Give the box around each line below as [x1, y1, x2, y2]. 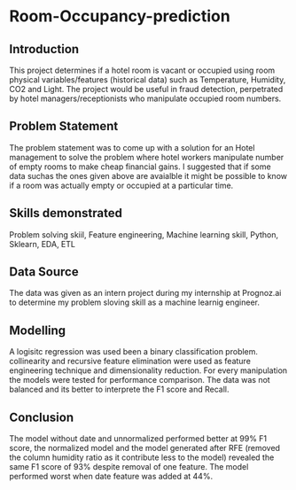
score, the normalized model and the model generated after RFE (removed [9, 443, 281, 454]
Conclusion [9, 409, 74, 424]
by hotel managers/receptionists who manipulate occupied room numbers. [9, 93, 282, 104]
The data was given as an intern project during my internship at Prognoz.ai [9, 288, 282, 299]
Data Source [9, 264, 79, 280]
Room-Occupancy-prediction [9, 6, 230, 27]
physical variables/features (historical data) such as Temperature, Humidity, [9, 74, 286, 85]
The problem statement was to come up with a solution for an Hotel [9, 142, 255, 152]
